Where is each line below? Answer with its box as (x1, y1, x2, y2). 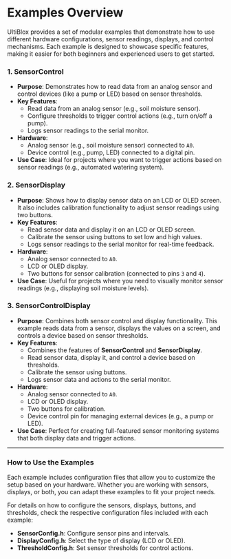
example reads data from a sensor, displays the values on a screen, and (16, 324, 221, 332)
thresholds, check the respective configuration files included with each (7, 509, 208, 517)
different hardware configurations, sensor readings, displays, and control (7, 34, 214, 43)
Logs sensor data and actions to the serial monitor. (27, 375, 171, 383)
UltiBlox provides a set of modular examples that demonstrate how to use (7, 28, 215, 36)
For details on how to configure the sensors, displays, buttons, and (7, 501, 197, 509)
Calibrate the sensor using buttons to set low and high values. (27, 232, 203, 241)
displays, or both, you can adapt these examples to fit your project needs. (7, 488, 216, 496)
